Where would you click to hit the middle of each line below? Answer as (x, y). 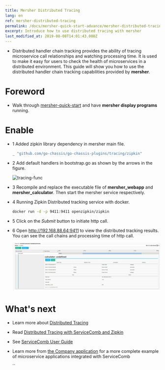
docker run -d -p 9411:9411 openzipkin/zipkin (61, 211)
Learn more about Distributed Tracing (50, 323)
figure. (19, 168)
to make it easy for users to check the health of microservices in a (79, 61)
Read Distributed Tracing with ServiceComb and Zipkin (68, 332)
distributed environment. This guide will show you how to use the (78, 67)
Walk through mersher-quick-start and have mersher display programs (85, 105)
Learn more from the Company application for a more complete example (85, 351)
